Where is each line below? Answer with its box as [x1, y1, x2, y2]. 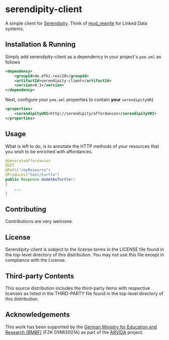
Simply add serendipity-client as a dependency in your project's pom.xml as [5, 53, 161, 60]
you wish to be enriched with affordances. [5, 148, 93, 154]
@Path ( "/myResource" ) [5, 167, 51, 173]
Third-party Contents [5, 271, 75, 280]
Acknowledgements [5, 310, 70, 319]
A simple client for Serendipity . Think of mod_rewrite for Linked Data [5, 20, 147, 26]
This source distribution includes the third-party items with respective [5, 285, 150, 291]
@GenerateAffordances [5, 158, 51, 163]
